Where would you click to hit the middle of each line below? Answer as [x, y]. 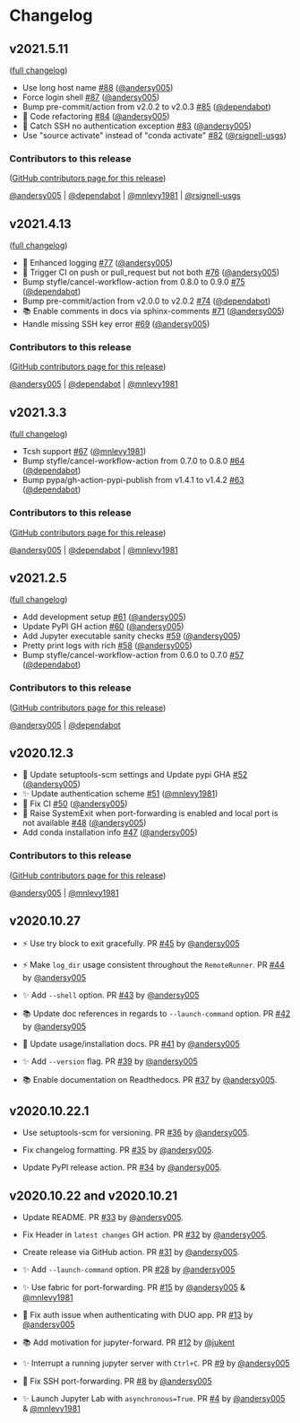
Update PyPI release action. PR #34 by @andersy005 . [122, 1167]
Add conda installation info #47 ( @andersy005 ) [110, 832]
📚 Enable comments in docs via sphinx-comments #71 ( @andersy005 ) [153, 312]
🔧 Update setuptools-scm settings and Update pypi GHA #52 [135, 775]
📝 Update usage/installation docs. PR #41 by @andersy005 [131, 1043]
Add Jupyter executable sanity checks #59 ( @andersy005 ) [132, 636]
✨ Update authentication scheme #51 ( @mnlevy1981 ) [120, 794]
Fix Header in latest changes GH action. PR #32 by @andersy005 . [145, 1234]
